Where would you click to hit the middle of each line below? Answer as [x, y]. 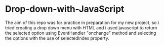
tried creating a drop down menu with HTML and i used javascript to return [81, 27]
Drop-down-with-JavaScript [65, 9]
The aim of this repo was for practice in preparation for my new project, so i [82, 23]
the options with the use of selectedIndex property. [57, 38]
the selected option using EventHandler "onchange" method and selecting [81, 33]
